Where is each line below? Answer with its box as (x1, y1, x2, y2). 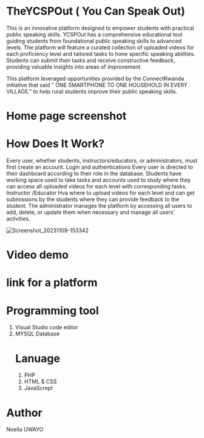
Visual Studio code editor (15, 324, 79, 331)
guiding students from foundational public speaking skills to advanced (6, 37, 182, 44)
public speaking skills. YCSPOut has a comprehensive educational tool (6, 30, 183, 38)
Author (6, 406, 42, 420)
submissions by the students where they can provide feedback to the (6, 196, 180, 203)
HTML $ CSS (24, 378, 57, 385)
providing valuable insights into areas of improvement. (6, 63, 142, 70)
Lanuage (15, 351, 61, 365)
